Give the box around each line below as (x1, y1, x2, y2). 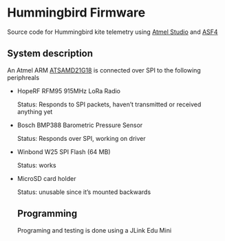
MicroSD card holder (17, 174, 76, 182)
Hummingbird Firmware (7, 5, 146, 21)
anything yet (17, 107, 53, 115)
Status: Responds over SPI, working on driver (17, 134, 146, 142)
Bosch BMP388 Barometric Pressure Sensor (17, 121, 143, 129)
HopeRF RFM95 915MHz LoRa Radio (17, 86, 120, 95)
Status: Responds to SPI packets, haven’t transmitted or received (17, 100, 202, 108)
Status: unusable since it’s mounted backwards (17, 188, 151, 196)
